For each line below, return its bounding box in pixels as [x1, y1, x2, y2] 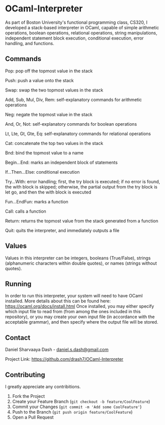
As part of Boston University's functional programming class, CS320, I [5, 19, 148, 25]
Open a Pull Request [12, 414, 54, 420]
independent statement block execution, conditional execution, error [5, 35, 144, 41]
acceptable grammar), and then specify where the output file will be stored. [5, 319, 159, 325]
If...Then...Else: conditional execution [5, 169, 80, 175]
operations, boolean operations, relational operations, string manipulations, [5, 30, 158, 36]
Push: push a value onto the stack [5, 77, 74, 83]
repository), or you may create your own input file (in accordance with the [5, 314, 155, 320]
